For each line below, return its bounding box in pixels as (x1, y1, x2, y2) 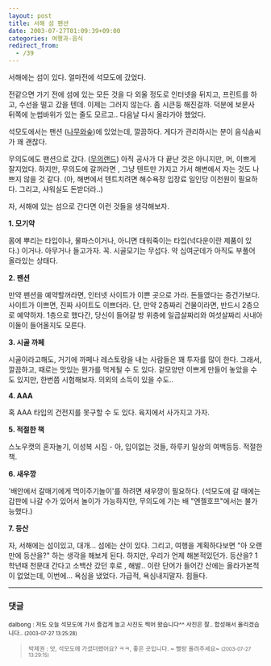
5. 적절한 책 (8, 425, 44, 434)
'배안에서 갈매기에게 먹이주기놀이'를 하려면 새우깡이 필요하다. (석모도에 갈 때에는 (8, 486, 261, 496)
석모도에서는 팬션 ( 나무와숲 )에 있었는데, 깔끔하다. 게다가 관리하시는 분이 (8, 127, 234, 136)
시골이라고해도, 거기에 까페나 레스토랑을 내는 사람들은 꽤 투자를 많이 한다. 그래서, (8, 355, 262, 364)
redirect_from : (8, 42, 60, 50)
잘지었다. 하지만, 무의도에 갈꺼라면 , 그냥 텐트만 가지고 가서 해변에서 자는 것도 (8, 164, 252, 173)
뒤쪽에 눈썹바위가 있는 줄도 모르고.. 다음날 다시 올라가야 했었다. (8, 110, 206, 119)
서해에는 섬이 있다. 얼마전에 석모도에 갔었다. (8, 73, 147, 81)
